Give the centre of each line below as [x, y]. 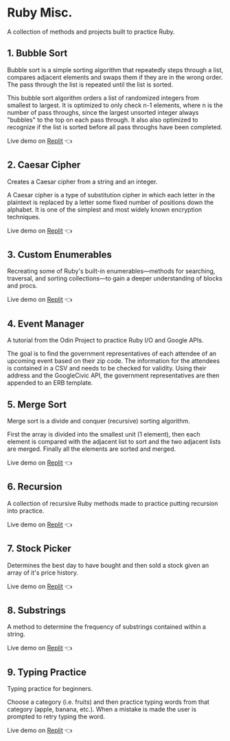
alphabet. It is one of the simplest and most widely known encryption [105, 209]
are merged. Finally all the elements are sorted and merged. [92, 449]
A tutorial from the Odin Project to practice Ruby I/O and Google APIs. [105, 340]
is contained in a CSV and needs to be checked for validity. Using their [107, 368]
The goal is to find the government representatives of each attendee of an [112, 354]
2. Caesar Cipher [44, 165]
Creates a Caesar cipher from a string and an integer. [82, 181]
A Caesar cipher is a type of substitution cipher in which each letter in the [111, 195]
